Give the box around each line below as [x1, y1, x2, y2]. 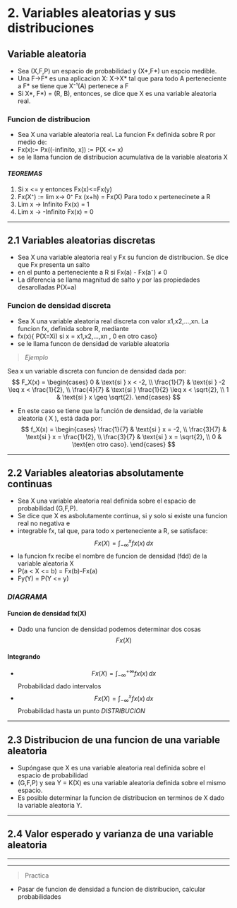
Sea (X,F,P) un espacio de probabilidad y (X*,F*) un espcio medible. [17, 67, 217, 75]
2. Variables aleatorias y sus [7, 5, 176, 21]
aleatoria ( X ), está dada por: [17, 414, 103, 422]
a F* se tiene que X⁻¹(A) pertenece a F [17, 82, 129, 90]
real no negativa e [17, 519, 71, 527]
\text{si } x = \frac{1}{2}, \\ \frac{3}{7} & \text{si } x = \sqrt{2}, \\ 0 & [25, 432, 222, 441]
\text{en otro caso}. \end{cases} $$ [71, 440, 176, 448]
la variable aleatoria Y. [17, 801, 83, 809]
